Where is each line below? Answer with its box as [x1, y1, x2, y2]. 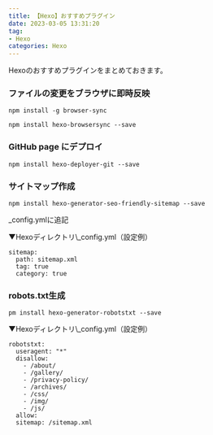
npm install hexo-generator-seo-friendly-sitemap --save [8, 200, 206, 208]
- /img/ [23, 398, 49, 406]
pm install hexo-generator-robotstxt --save [8, 309, 162, 317]
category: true [15, 270, 67, 278]
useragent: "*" [15, 347, 67, 356]
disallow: [15, 355, 49, 363]
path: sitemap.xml [15, 255, 79, 264]
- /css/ [23, 390, 49, 398]
